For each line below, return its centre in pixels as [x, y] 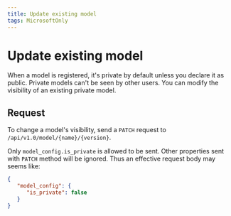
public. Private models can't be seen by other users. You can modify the [113, 83]
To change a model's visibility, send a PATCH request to [87, 130]
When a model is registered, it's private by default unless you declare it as [116, 75]
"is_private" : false [57, 193]
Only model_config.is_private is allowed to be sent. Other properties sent [116, 151]
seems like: [24, 166]
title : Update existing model [52, 14]
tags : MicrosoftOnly [38, 21]
